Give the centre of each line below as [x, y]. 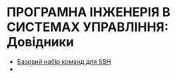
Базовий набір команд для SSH [64, 61]
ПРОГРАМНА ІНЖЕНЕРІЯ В [88, 12]
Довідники [41, 42]
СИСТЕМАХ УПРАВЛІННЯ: [87, 27]
